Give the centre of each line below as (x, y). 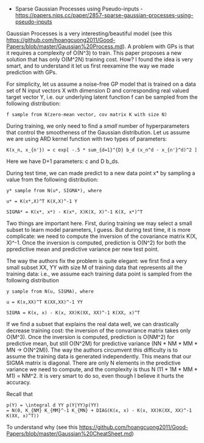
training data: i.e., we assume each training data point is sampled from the (99, 274)
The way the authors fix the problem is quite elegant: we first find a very (97, 261)
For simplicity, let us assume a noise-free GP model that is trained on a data (101, 84)
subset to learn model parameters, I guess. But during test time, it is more (98, 230)
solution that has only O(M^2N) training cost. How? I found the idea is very (100, 59)
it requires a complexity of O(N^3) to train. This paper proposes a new (94, 53)
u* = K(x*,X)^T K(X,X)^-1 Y (42, 201)
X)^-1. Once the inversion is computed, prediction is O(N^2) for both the (96, 242)
